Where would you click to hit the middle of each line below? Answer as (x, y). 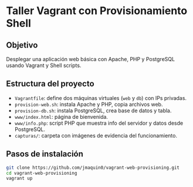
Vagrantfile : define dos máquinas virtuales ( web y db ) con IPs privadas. (100, 98)
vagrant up (19, 178)
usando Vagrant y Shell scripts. (44, 65)
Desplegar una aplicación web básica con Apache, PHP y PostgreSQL (90, 59)
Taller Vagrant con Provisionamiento (97, 11)
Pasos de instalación (45, 154)
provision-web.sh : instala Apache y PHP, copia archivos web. (89, 104)
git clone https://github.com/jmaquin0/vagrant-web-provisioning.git (93, 168)
